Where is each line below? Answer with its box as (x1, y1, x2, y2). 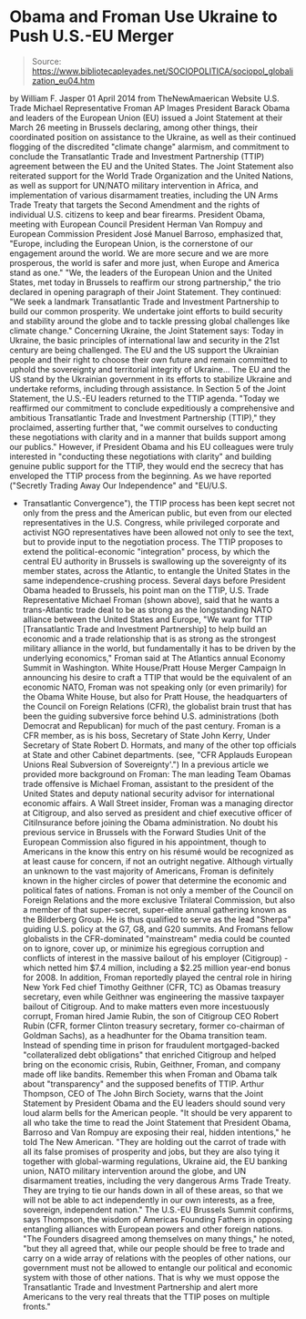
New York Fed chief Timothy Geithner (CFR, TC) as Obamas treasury (22, 981, 281, 992)
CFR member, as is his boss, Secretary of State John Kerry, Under (22, 730, 271, 741)
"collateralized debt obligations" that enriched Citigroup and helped (22, 1049, 276, 1060)
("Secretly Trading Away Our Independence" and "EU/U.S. (9, 480, 228, 491)
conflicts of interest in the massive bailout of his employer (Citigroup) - (22, 952, 289, 963)
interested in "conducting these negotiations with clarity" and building (9, 451, 271, 462)
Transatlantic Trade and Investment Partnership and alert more (22, 1282, 259, 1293)
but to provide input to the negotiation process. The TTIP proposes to (22, 536, 283, 547)
